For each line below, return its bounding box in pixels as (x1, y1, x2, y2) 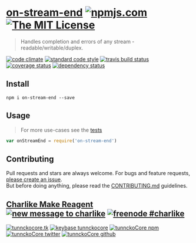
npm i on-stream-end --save (6, 94, 75, 100)
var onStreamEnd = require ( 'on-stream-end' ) (6, 137, 117, 144)
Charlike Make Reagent (6, 199, 94, 209)
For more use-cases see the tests (20, 126, 102, 133)
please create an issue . (6, 176, 63, 183)
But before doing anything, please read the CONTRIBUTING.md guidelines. (6, 182, 188, 189)
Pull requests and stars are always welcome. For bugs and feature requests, (6, 170, 190, 177)
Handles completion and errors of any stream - (20, 38, 135, 45)
